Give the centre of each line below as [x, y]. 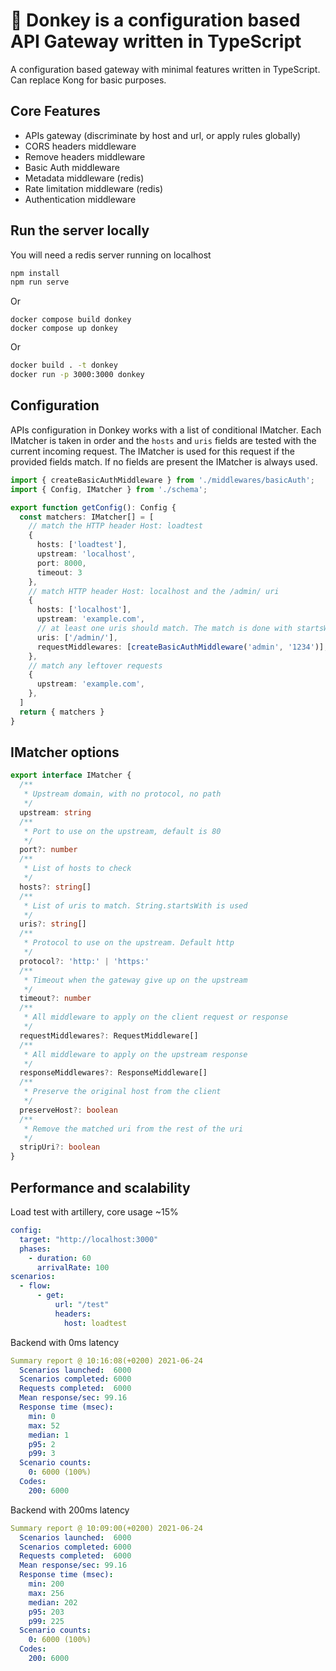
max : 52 [44, 1425]
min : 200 [46, 1584]
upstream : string [55, 812]
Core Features [55, 111]
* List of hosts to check [77, 869]
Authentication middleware [80, 199]
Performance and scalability [100, 1187]
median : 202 [53, 1602]
